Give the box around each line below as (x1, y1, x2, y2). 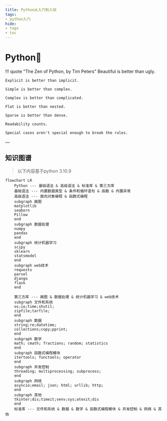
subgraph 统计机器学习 (14, 240, 57, 245)
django (14, 276, 28, 281)
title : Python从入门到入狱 (5, 7, 57, 12)
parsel (14, 272, 28, 277)
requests (14, 267, 32, 272)
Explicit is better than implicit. (5, 78, 79, 83)
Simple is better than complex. (5, 87, 72, 92)
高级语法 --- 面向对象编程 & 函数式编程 (14, 194, 88, 199)
